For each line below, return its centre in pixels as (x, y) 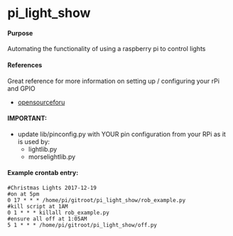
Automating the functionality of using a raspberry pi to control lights (107, 49)
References (25, 64)
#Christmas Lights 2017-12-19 (52, 188)
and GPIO (21, 88)
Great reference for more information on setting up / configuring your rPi (114, 81)
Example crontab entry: (43, 173)
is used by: (34, 141)
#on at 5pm (23, 194)
